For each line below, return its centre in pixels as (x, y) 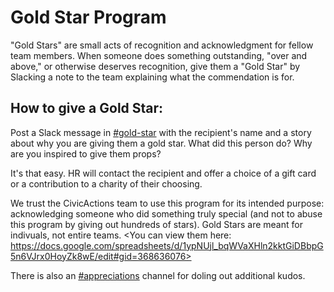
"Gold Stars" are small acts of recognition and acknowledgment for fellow (162, 45)
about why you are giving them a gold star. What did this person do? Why (161, 143)
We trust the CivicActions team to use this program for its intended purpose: (167, 203)
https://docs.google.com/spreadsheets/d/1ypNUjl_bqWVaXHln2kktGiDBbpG (167, 245)
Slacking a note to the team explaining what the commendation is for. (152, 77)
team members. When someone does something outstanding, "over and (159, 55)
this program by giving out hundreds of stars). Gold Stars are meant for (156, 224)
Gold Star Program (88, 17)
